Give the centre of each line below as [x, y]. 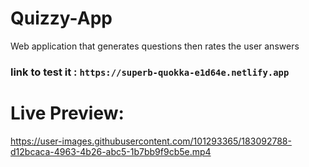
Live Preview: [67, 113]
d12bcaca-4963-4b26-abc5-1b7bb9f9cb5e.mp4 [111, 151]
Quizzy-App [61, 18]
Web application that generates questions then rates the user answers [155, 46]
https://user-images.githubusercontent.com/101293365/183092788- [151, 141]
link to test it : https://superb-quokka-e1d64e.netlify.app [150, 72]
